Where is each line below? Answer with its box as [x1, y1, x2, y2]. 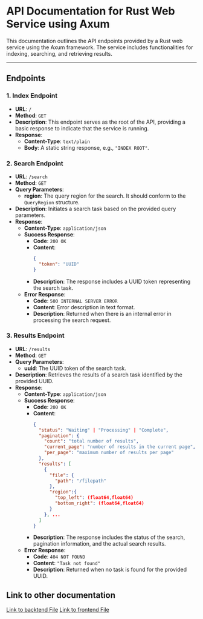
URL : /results [14, 345, 51, 352]
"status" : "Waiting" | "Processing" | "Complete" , [38, 427, 169, 433]
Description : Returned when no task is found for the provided [33, 566, 187, 574]
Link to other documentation [6, 590, 116, 600]
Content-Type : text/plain [24, 138, 91, 145]
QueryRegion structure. [24, 198, 80, 206]
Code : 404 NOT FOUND [33, 553, 86, 560]
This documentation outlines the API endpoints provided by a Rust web [6, 37, 183, 44]
